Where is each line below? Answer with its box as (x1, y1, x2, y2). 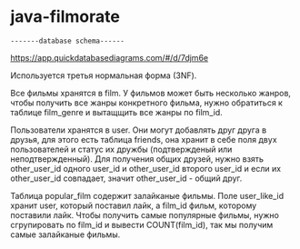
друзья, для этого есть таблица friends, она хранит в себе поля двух (10, 134, 277, 144)
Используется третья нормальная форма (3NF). (10, 70, 197, 81)
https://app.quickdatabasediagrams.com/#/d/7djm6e (10, 52, 208, 63)
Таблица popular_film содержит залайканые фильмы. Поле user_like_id (10, 190, 285, 201)
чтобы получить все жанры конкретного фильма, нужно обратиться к (10, 97, 283, 108)
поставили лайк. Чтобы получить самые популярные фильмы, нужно (10, 209, 280, 220)
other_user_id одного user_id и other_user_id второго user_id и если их (10, 163, 281, 174)
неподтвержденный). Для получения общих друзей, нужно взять (10, 153, 265, 164)
